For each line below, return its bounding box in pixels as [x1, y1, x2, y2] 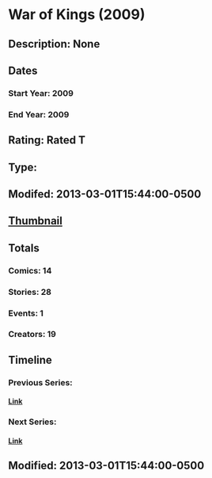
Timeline [8, 353, 53, 366]
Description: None [8, 37, 100, 51]
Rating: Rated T [8, 133, 85, 147]
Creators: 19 [8, 329, 57, 340]
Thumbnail [8, 214, 63, 228]
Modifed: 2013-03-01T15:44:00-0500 [8, 187, 202, 201]
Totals [8, 241, 40, 254]
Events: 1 [8, 308, 44, 319]
